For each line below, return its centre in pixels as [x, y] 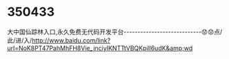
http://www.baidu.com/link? [71, 40]
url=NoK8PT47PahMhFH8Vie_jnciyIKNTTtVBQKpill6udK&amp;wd [100, 48]
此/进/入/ [20, 40]
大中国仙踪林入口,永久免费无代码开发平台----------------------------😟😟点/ [115, 32]
